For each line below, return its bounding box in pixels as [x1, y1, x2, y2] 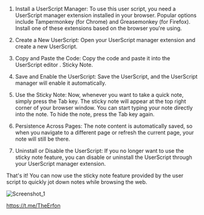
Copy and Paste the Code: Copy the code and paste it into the [15, 55, 171, 62]
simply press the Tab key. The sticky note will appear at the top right [15, 97, 186, 105]
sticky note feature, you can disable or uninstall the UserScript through [15, 153, 192, 161]
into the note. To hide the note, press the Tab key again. [15, 111, 155, 118]
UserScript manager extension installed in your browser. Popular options [15, 12, 197, 19]
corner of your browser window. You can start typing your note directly [15, 104, 193, 111]
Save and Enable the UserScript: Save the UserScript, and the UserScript [15, 73, 198, 80]
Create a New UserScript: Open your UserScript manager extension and [15, 37, 195, 43]
